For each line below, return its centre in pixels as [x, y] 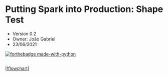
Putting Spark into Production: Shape [84, 9]
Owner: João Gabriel [34, 39]
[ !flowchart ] [17, 68]
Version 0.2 [24, 33]
